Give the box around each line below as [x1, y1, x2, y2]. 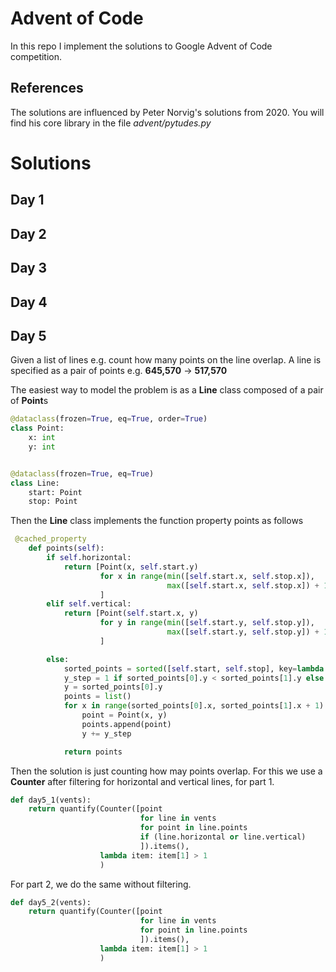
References [10, 80, 84, 97]
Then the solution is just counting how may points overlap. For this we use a [10, 765, 323, 777]
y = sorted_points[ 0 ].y [63, 682, 163, 692]
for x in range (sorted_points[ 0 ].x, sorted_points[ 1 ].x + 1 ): [63, 701, 329, 711]
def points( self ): [28, 543, 105, 554]
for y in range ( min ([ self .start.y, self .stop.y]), [99, 618, 315, 628]
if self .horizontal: [46, 553, 132, 563]
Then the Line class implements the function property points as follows [10, 515, 304, 527]
